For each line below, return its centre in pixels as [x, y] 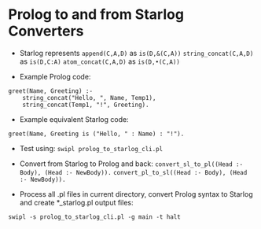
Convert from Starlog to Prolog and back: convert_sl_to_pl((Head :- [131, 164]
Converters [46, 31]
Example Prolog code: [55, 76]
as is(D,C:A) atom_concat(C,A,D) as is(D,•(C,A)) [100, 61]
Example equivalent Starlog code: [74, 119]
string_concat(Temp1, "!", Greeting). [86, 105]
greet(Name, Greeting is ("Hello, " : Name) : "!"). [96, 134]
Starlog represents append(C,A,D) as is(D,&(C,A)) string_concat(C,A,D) [136, 53]
